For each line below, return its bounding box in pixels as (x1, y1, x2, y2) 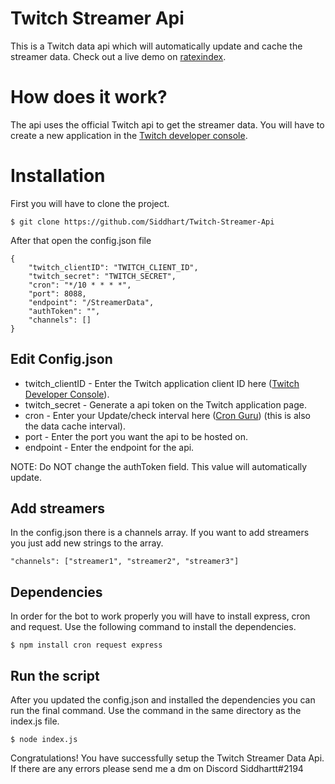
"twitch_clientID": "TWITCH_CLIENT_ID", (28, 262, 199, 272)
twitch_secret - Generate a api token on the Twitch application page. (24, 398, 307, 411)
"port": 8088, (28, 288, 87, 299)
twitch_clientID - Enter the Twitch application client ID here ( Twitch (24, 377, 300, 389)
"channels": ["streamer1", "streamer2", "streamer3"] (10, 557, 240, 567)
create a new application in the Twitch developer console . (10, 129, 248, 141)
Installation (10, 165, 106, 187)
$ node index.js (10, 735, 78, 745)
